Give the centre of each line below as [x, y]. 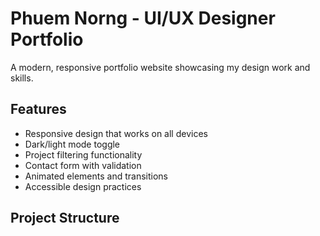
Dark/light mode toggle [72, 144]
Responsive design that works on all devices [116, 133]
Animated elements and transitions [96, 176]
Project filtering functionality [83, 154]
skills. [22, 78]
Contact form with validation [83, 165]
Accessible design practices [83, 186]
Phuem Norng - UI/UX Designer [143, 18]
